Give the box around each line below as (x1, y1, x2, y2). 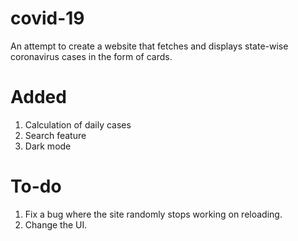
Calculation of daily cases (24, 118, 132, 131)
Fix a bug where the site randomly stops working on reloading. (24, 208, 283, 220)
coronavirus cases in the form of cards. (10, 50, 173, 62)
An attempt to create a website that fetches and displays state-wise (10, 40, 289, 52)
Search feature (24, 129, 87, 141)
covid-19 (10, 7, 85, 30)
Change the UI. (24, 218, 88, 231)
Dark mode (24, 140, 72, 152)
